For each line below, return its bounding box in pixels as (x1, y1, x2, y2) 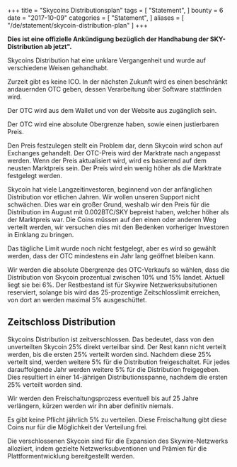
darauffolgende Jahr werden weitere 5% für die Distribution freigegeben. (7, 365, 221, 373)
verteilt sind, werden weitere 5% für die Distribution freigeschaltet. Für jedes (7, 358, 230, 366)
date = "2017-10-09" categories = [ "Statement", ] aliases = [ (7, 13, 185, 22)
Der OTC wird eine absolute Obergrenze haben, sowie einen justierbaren (7, 120, 219, 128)
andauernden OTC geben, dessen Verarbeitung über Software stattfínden (7, 85, 222, 93)
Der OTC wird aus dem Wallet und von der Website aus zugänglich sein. (7, 106, 217, 114)
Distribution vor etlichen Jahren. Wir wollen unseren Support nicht (7, 193, 200, 201)
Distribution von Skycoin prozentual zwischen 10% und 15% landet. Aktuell (7, 273, 225, 281)
